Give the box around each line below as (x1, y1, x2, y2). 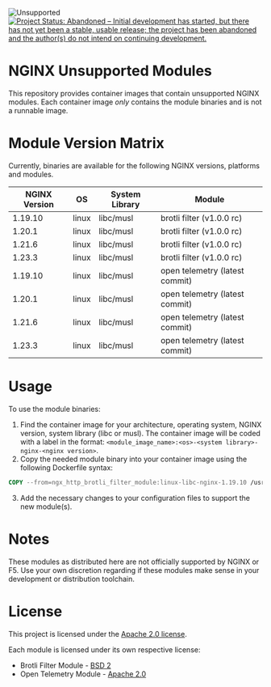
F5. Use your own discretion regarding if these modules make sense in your (8, 565, 260, 575)
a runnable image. (8, 105, 69, 115)
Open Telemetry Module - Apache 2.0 (19, 668, 147, 679)
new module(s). (19, 502, 73, 511)
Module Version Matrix (8, 134, 165, 153)
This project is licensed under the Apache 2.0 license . (8, 629, 187, 638)
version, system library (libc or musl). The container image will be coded (19, 428, 261, 438)
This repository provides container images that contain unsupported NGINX (8, 88, 260, 98)
